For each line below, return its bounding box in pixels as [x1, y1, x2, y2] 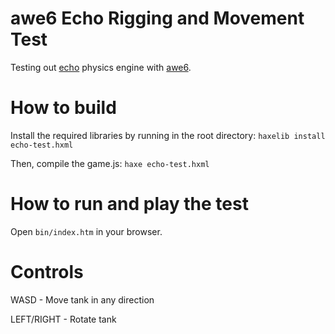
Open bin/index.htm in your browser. [10, 225, 163, 237]
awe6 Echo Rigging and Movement [10, 7, 305, 30]
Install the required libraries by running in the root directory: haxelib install [10, 129, 326, 141]
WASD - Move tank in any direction [10, 293, 155, 306]
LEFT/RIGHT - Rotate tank [10, 313, 117, 325]
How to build [10, 97, 117, 119]
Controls [10, 261, 84, 283]
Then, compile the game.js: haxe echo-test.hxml [10, 157, 210, 169]
